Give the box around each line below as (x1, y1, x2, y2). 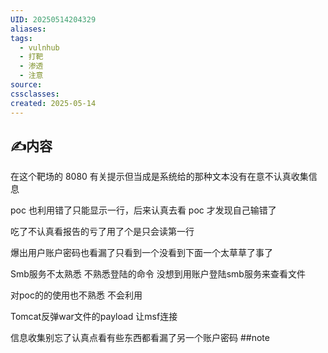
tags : (10, 33, 33, 43)
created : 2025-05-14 (10, 98, 97, 108)
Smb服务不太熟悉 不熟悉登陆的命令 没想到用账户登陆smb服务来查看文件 (10, 268, 306, 280)
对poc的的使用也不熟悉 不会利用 (10, 289, 143, 301)
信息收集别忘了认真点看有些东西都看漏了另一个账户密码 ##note (10, 332, 270, 344)
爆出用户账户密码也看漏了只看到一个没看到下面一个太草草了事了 (10, 247, 273, 259)
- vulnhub (19, 42, 60, 53)
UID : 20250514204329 (10, 14, 97, 25)
